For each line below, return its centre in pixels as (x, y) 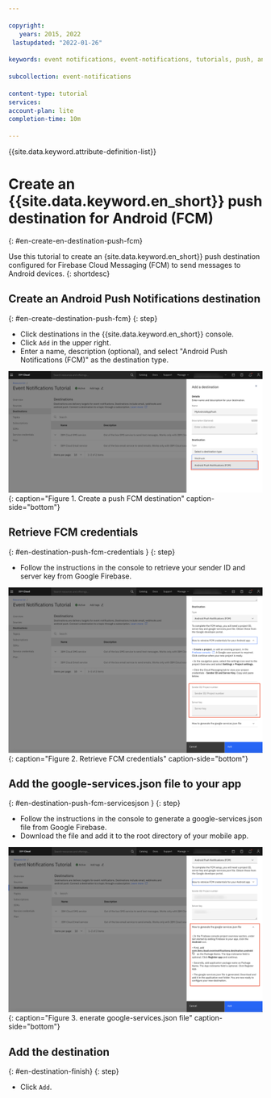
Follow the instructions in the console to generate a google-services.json (141, 819)
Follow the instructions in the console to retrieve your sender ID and (133, 567)
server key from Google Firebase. (76, 576)
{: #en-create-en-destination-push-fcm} (76, 240)
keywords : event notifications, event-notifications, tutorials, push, (131, 60)
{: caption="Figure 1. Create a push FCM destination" (96, 498)
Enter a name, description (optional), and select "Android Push (123, 351)
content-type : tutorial (48, 94)
